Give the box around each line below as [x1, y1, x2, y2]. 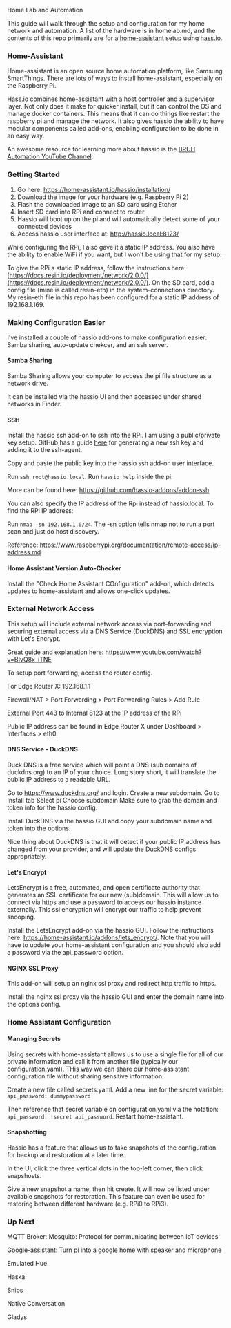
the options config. [7, 1000, 61, 1009]
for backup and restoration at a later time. [7, 1150, 125, 1159]
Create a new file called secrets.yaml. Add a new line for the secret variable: [7, 1085, 224, 1094]
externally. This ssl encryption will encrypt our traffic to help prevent [7, 906, 201, 914]
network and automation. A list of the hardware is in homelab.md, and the [7, 27, 216, 35]
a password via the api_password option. [7, 948, 124, 957]
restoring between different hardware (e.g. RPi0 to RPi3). [7, 1199, 169, 1208]
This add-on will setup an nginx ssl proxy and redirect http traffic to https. [7, 980, 217, 988]
